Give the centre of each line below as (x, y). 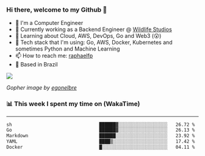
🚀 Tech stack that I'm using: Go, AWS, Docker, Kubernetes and (94, 43)
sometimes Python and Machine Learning (67, 49)
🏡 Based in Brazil (36, 65)
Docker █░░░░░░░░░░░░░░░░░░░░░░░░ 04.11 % (101, 147)
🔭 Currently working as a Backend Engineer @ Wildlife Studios (93, 29)
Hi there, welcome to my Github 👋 (57, 10)
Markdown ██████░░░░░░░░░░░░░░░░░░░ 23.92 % (101, 136)
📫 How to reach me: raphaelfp (54, 56)
